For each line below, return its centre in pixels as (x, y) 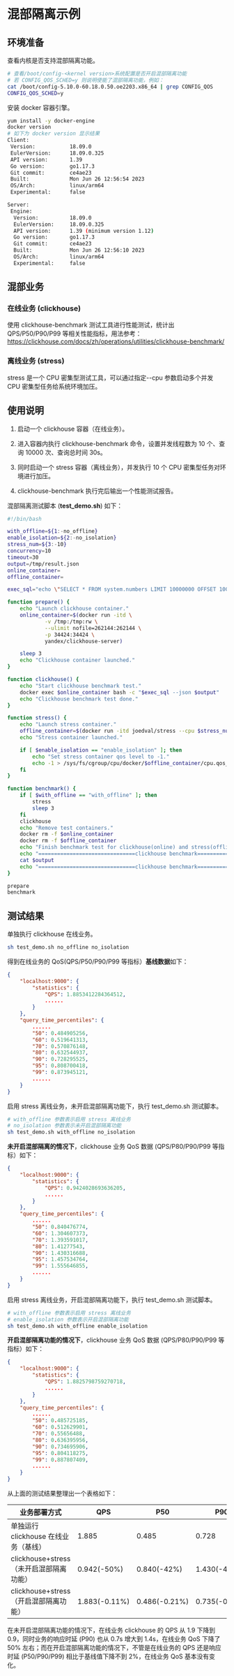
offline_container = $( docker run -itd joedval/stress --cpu (107, 731)
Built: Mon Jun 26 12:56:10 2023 (79, 250)
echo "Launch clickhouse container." (75, 609)
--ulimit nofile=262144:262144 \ (93, 628)
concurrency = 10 (29, 551)
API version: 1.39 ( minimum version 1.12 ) (84, 231)
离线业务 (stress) (36, 361)
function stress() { (37, 718)
